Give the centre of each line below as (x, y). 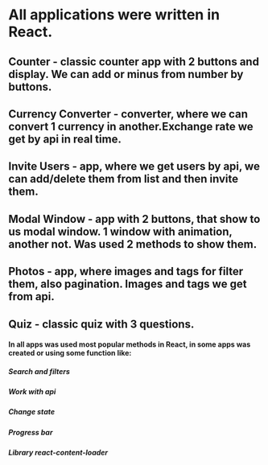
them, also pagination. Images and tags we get (128, 284)
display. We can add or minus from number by (126, 74)
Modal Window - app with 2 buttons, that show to (134, 219)
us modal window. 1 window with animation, (120, 231)
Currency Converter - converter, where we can (128, 114)
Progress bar (31, 432)
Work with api (32, 392)
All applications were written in (114, 15)
